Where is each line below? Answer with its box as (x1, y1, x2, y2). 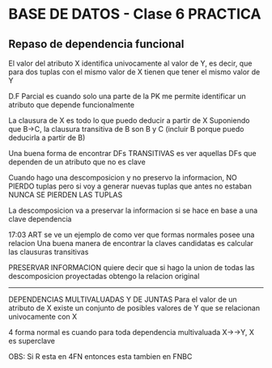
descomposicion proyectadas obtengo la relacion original (8, 272, 200, 281)
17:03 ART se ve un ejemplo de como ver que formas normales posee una (8, 230, 255, 239)
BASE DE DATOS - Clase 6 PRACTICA (8, 5, 261, 23)
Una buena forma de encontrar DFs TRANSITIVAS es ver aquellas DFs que (8, 149, 257, 158)
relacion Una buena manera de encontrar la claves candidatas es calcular (8, 239, 253, 247)
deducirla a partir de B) (8, 133, 86, 142)
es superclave (8, 336, 55, 345)
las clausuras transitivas (8, 247, 89, 256)
